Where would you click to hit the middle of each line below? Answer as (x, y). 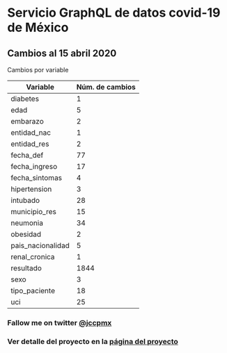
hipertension (31, 189)
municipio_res (34, 212)
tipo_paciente (33, 291)
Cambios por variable (38, 70)
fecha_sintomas (37, 178)
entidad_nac (31, 132)
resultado (26, 268)
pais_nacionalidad (40, 246)
